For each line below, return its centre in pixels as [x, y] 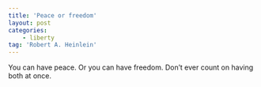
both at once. [30, 76]
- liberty [39, 38]
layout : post [30, 23]
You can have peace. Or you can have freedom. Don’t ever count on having [131, 67]
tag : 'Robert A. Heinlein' [53, 45]
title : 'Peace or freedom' [53, 15]
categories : [28, 30]
